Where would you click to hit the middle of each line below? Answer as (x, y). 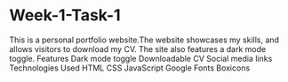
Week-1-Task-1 (65, 15)
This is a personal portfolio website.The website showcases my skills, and (144, 40)
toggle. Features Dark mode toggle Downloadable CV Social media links (141, 58)
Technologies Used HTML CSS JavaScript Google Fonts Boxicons (130, 68)
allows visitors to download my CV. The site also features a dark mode (138, 48)
